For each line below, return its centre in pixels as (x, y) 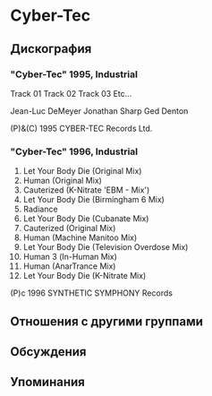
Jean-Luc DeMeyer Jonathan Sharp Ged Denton (99, 111)
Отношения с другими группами (107, 321)
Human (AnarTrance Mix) (69, 266)
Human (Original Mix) (62, 181)
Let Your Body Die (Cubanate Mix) (86, 219)
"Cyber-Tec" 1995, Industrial (74, 74)
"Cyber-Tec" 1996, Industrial (74, 151)
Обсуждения (48, 352)
